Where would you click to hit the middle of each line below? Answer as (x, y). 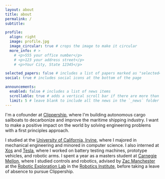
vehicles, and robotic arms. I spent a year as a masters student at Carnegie (81, 155)
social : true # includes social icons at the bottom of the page (73, 78)
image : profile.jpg (29, 42)
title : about (18, 14)
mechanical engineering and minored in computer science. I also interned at (82, 145)
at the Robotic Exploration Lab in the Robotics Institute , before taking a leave (82, 166)
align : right (23, 37)
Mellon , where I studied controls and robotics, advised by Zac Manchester (80, 161)
